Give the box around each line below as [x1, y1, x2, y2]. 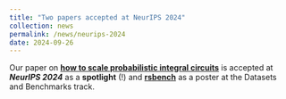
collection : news [9, 21, 74, 30]
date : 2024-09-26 [9, 37, 74, 47]
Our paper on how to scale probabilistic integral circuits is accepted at [9, 62, 273, 73]
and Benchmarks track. [9, 81, 96, 92]
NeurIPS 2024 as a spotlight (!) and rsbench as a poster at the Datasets [9, 72, 277, 83]
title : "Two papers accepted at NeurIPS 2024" [9, 12, 186, 22]
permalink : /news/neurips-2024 [9, 29, 126, 38]
